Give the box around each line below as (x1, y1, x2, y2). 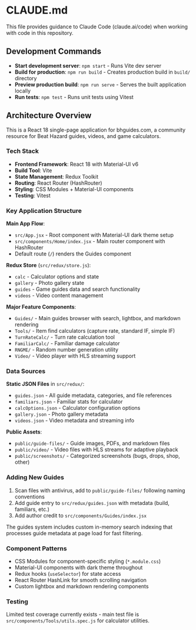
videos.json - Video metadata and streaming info (14, 417, 134, 424)
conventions (14, 493, 45, 500)
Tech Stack (6, 147, 39, 155)
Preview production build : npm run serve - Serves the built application (14, 81, 187, 88)
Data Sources (6, 367, 46, 375)
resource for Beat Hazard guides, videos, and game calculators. (6, 132, 161, 139)
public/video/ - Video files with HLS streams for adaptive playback (14, 446, 178, 453)
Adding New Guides (6, 473, 65, 481)
